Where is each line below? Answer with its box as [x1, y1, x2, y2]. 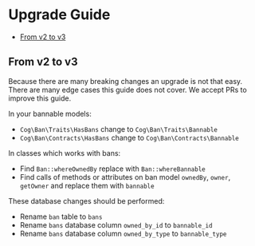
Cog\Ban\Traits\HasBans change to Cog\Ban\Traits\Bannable [19, 124, 218, 133]
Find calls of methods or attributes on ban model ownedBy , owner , [19, 172, 231, 181]
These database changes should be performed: [8, 196, 165, 205]
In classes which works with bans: [8, 148, 121, 157]
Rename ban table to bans [19, 212, 103, 221]
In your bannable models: [8, 109, 92, 118]
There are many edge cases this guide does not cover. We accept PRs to [8, 85, 247, 94]
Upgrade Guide [8, 6, 111, 24]
